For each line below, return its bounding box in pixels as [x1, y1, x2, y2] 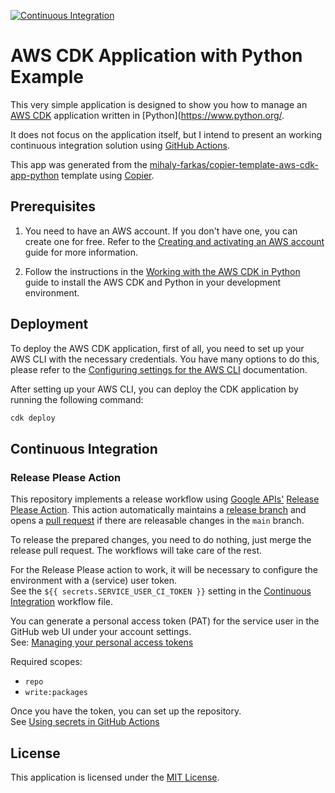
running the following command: [10, 393, 144, 405]
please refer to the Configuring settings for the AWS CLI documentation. [10, 363, 308, 375]
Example [10, 66, 84, 89]
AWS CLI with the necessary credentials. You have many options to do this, [10, 353, 320, 365]
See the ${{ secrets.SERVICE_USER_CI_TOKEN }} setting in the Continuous [10, 585, 312, 597]
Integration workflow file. [10, 596, 113, 608]
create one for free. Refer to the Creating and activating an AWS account [24, 235, 325, 247]
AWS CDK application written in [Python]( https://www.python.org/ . [10, 109, 285, 121]
